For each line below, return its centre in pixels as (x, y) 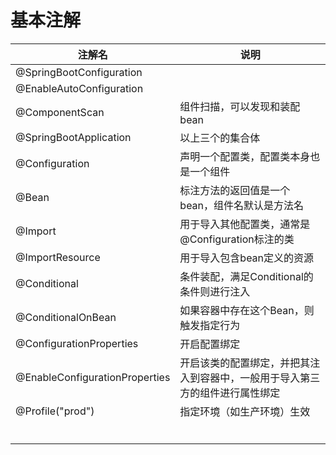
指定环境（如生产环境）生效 (245, 411)
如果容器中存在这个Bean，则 (247, 310)
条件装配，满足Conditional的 (246, 276)
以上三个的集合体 (220, 138)
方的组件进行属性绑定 (230, 393)
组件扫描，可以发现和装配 (240, 106)
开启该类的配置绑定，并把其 (245, 363)
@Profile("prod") (55, 411)
